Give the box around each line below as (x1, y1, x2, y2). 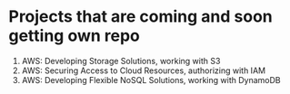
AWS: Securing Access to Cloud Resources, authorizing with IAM (21, 65, 265, 76)
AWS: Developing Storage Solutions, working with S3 (21, 55, 221, 66)
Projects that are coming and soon (8, 6, 274, 27)
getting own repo (8, 25, 140, 46)
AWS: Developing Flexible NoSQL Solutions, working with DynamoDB (21, 74, 281, 85)
